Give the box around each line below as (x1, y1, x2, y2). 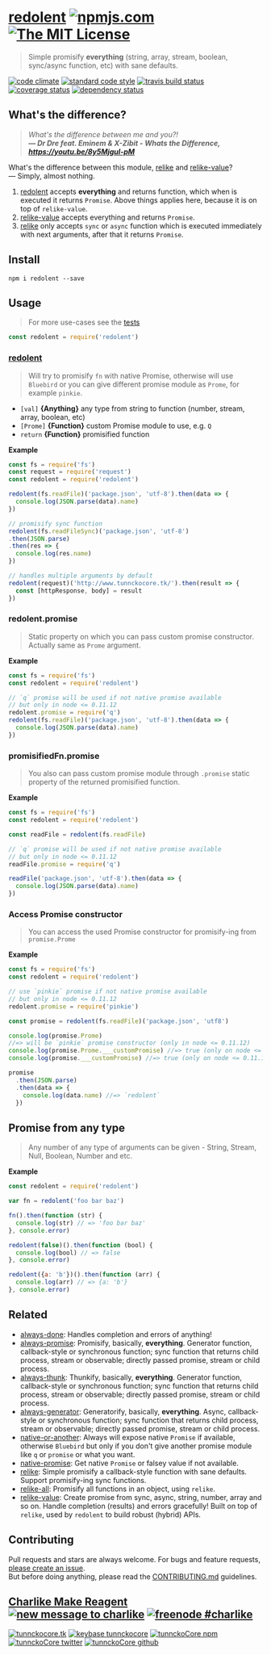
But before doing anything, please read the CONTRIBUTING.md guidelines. (8, 1571, 257, 1582)
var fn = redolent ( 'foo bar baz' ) (8, 1197, 125, 1205)
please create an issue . (8, 1563, 86, 1573)
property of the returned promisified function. (27, 777, 180, 787)
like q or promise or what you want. (19, 1449, 135, 1459)
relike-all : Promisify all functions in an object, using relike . (19, 1484, 216, 1494)
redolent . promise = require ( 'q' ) (8, 709, 121, 717)
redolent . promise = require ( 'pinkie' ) (8, 1002, 139, 1011)
